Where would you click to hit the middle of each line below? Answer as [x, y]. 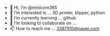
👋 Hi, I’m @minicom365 [33, 8]
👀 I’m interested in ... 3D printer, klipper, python [57, 13]
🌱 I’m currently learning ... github [43, 18]
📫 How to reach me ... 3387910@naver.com [55, 28]
